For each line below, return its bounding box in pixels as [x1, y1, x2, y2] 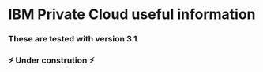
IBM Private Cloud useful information [8, 5, 256, 23]
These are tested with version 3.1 [8, 34, 137, 45]
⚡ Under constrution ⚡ [8, 55, 95, 66]
